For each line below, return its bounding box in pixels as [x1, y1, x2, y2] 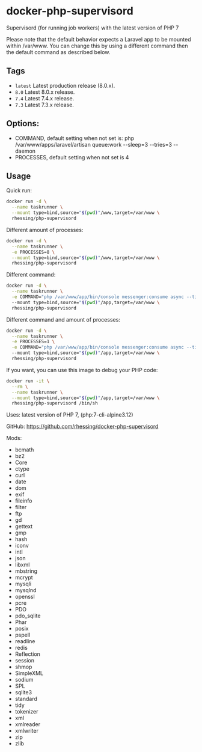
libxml [14, 561, 30, 569]
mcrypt [14, 574, 33, 581]
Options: [6, 118, 40, 129]
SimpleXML [14, 670, 44, 677]
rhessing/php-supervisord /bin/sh [11, 400, 98, 406]
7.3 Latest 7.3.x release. [14, 101, 74, 108]
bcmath [14, 446, 34, 453]
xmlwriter [14, 727, 39, 735]
